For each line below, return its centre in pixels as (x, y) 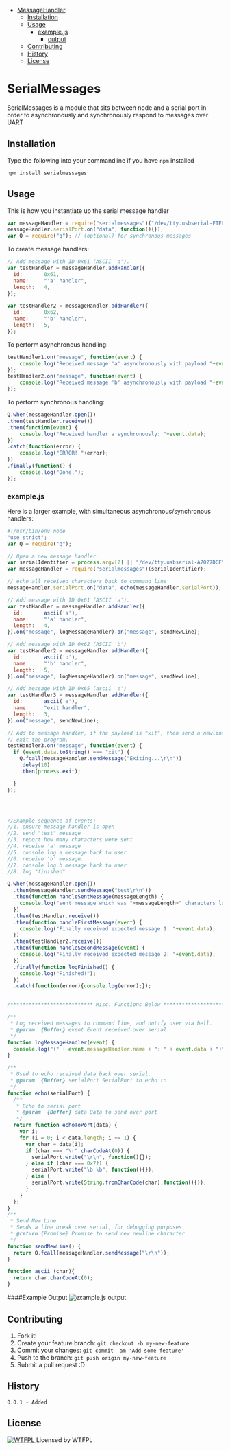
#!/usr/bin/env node (37, 531)
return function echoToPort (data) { (65, 1126)
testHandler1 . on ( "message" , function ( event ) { (75, 357)
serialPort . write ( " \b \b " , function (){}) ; (93, 1170)
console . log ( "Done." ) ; (52, 472)
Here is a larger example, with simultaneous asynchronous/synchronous (109, 511)
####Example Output (37, 1298)
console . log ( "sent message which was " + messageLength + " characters (117, 903)
